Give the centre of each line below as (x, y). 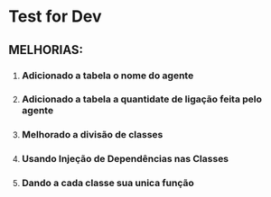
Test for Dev (55, 17)
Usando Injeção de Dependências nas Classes (125, 159)
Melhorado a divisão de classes (92, 135)
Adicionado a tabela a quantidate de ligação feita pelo (142, 99)
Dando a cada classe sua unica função (108, 184)
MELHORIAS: (46, 50)
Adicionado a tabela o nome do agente (107, 76)
